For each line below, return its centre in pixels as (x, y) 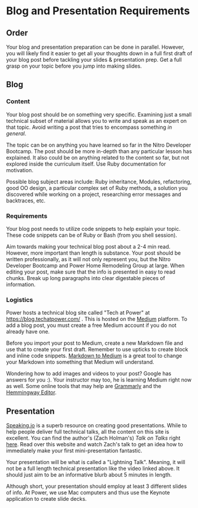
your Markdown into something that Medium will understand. (80, 362)
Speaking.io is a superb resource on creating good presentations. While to (97, 426)
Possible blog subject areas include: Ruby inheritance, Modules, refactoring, (99, 182)
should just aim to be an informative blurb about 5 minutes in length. (89, 475)
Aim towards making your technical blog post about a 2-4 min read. (88, 246)
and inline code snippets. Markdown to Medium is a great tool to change (94, 356)
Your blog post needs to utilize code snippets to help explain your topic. (93, 228)
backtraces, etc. (26, 201)
